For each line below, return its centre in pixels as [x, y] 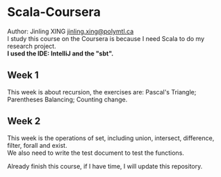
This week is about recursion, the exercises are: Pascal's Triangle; [102, 92]
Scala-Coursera [54, 12]
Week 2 [24, 121]
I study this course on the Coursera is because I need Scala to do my [106, 38]
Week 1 [23, 75]
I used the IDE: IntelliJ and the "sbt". [60, 53]
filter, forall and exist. [37, 145]
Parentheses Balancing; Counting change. [67, 99]
